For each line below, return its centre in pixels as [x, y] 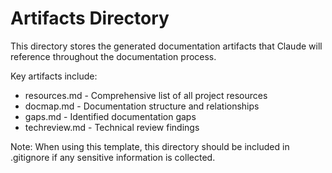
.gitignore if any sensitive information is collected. [113, 157]
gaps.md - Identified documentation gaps [110, 116]
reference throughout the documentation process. [113, 56]
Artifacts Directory [90, 18]
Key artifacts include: [54, 76]
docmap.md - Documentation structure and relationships [142, 106]
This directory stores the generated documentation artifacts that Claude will [166, 46]
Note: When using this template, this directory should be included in [150, 146]
